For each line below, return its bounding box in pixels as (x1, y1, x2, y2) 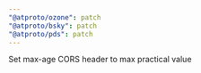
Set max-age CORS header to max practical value (8, 54, 192, 65)
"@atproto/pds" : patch (8, 29, 93, 38)
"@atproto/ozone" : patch (8, 12, 101, 22)
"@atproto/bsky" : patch (8, 21, 98, 30)
